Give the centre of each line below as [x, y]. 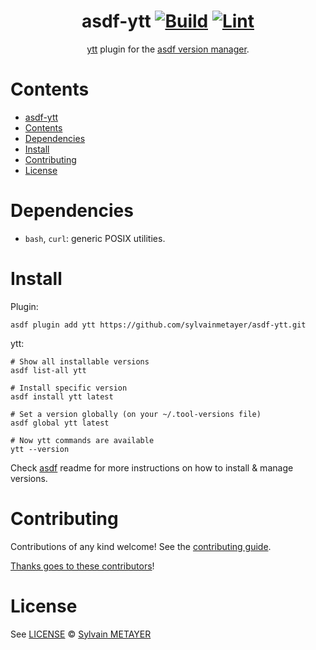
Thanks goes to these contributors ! [82, 566]
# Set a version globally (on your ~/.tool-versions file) [136, 414]
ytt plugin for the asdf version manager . [168, 49]
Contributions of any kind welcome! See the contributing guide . [141, 546]
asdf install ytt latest [62, 396]
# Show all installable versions [80, 361]
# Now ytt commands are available [82, 440]
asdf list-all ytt [48, 370]
